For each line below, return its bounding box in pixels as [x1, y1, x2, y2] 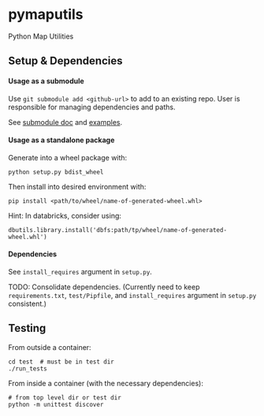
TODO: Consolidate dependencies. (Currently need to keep [8, 282, 200, 292]
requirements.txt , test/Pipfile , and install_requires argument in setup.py [8, 290, 257, 300]
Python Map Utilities [8, 31, 74, 41]
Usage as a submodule [8, 76, 84, 86]
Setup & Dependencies [8, 54, 123, 68]
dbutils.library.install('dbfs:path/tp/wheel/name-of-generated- [8, 226, 227, 234]
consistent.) [8, 299, 47, 308]
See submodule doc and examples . [8, 117, 123, 127]
